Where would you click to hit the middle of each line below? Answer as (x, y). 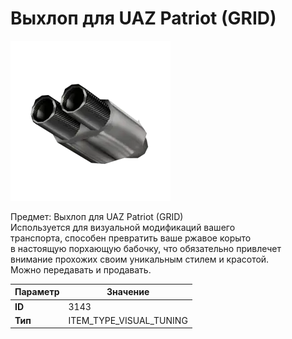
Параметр (37, 292)
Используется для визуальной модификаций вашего (123, 227)
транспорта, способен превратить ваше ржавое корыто (131, 238)
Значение (128, 292)
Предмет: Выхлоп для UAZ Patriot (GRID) (97, 216)
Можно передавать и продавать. (81, 269)
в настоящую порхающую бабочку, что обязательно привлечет (146, 248)
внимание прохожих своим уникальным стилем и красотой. (140, 259)
